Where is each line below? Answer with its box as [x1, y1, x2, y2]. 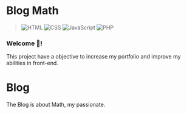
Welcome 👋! [6, 39, 42, 48]
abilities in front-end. [6, 59, 59, 67]
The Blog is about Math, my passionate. [6, 101, 106, 109]
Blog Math [6, 4, 59, 18]
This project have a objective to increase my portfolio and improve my [6, 53, 181, 60]
